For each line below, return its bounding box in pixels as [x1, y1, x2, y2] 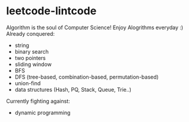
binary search [14, 48, 49, 55]
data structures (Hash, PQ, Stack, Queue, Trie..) [14, 86, 132, 93]
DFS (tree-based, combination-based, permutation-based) [14, 73, 159, 80]
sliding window [14, 61, 52, 68]
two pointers [14, 54, 46, 61]
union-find [14, 79, 41, 87]
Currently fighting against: [6, 97, 70, 105]
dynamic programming [14, 109, 71, 116]
